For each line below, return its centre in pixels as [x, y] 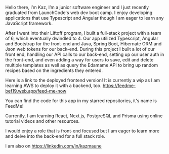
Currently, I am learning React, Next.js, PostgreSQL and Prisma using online [84, 116]
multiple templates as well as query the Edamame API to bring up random [82, 65]
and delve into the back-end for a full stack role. [55, 136]
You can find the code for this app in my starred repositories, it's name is [81, 101]
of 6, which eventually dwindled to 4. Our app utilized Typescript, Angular [82, 38]
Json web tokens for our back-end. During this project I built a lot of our [80, 49]
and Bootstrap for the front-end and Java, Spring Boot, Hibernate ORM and [83, 44]
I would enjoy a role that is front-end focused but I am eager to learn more [82, 131]
